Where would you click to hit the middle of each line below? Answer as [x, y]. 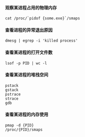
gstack [12, 90]
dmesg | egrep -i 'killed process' [42, 41]
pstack [12, 85]
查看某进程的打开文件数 [29, 52]
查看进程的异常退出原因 [29, 30]
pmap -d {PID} [20, 126]
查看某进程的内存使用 [27, 115]
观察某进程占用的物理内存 [31, 7]
